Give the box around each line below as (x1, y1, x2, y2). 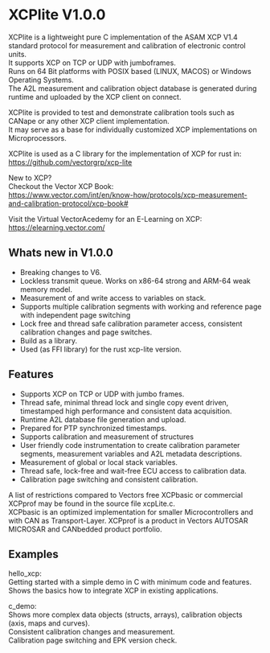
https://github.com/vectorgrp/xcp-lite (8, 157, 133, 166)
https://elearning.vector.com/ (8, 223, 106, 232)
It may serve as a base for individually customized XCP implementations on (8, 125, 257, 134)
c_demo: (8, 602, 37, 611)
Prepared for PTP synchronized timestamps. (19, 423, 167, 433)
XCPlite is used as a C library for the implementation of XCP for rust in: (8, 149, 242, 158)
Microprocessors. (8, 133, 67, 142)
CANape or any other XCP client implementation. (8, 116, 170, 125)
